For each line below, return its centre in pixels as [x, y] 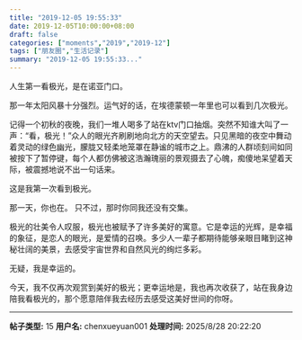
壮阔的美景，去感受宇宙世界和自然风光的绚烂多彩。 [111, 249]
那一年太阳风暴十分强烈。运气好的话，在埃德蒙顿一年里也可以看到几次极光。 [151, 105]
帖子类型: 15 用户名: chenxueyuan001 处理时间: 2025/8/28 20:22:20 [135, 326]
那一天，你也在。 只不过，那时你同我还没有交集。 [101, 207]
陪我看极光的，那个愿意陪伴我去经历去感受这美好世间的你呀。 [124, 299]
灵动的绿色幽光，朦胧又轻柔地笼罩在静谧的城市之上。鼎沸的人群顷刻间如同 [155, 147]
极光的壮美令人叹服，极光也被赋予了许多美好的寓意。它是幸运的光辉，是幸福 [151, 227]
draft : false [34, 34]
